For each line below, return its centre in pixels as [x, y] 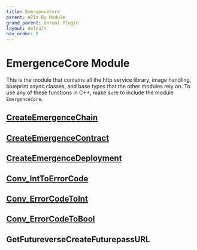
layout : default [26, 28]
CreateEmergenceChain [52, 118]
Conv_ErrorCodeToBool [51, 219]
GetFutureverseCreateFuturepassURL [78, 239]
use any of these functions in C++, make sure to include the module [90, 92]
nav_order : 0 [22, 34]
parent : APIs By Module [36, 17]
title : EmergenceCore [33, 12]
